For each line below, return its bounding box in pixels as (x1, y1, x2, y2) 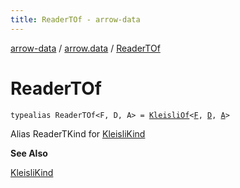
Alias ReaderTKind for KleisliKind (10, 127, 146, 140)
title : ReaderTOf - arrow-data (10, 14, 141, 25)
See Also (10, 147, 48, 159)
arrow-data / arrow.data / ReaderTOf (10, 42, 161, 54)
